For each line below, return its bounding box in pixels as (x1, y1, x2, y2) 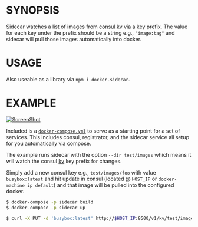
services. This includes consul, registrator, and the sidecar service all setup (6, 133, 190, 140)
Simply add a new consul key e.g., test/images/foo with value (6, 169, 156, 176)
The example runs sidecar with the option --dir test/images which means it (6, 151, 192, 158)
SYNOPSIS (6, 4, 60, 17)
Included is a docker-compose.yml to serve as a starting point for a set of (6, 127, 180, 134)
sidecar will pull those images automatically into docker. (6, 35, 142, 42)
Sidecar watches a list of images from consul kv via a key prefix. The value (6, 23, 188, 30)
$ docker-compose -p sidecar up (6, 205, 85, 210)
